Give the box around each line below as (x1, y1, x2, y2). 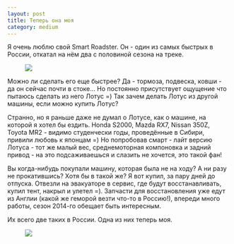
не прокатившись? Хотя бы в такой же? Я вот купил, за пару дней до (7, 172, 216, 181)
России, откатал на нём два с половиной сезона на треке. (7, 50, 184, 59)
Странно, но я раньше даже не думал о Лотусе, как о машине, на (7, 114, 206, 122)
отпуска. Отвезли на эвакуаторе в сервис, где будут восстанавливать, (7, 179, 222, 188)
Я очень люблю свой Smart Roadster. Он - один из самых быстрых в (7, 43, 213, 51)
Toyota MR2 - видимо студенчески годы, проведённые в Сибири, (7, 128, 205, 137)
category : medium (7, 23, 59, 30)
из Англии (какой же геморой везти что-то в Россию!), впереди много (7, 195, 221, 203)
